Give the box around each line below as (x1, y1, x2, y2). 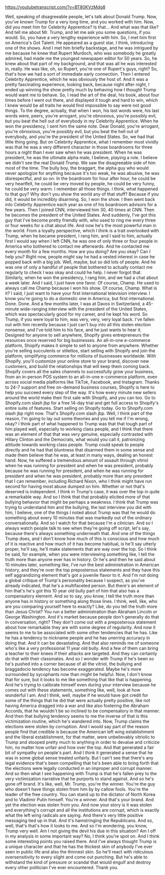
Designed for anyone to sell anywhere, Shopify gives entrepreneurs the (5, 332, 150, 338)
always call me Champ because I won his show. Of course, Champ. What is (5, 285, 157, 291)
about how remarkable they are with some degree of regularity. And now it (5, 624, 156, 630)
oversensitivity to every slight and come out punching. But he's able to (5, 854, 148, 860)
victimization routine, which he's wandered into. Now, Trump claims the (5, 718, 150, 724)
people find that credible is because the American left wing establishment (5, 729, 155, 734)
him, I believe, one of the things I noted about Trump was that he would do (5, 509, 156, 515)
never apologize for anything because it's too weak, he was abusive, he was (5, 170, 160, 176)
